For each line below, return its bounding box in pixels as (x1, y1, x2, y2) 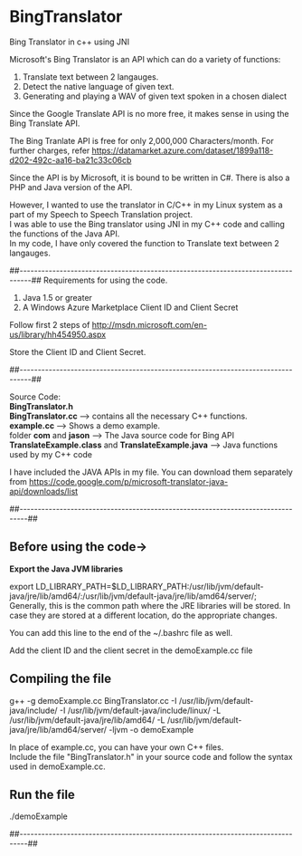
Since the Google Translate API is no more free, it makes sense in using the (9, 108, 289, 119)
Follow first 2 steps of (9, 319, 90, 330)
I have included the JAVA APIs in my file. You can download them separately (9, 466, 294, 477)
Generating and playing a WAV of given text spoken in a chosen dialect (22, 91, 288, 101)
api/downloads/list (9, 486, 79, 496)
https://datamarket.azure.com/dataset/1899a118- (91, 145, 274, 156)
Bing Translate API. (9, 118, 80, 129)
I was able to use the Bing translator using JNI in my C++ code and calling (9, 218, 285, 229)
